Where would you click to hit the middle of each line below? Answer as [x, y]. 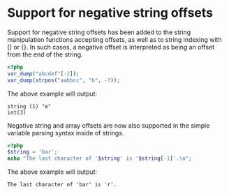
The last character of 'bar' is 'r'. [62, 185]
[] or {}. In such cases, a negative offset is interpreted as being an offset [111, 47]
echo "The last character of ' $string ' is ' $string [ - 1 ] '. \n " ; [99, 158]
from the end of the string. [45, 54]
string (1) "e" [29, 106]
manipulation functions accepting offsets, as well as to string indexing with [114, 39]
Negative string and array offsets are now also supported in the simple [109, 125]
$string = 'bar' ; [32, 152]
